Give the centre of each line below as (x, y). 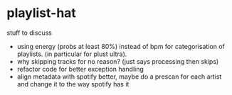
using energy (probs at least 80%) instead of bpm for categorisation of (121, 46)
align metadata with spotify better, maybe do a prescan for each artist (119, 77)
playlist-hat (41, 13)
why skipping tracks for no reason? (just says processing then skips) (118, 61)
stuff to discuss (30, 33)
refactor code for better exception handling (80, 69)
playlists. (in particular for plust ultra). (72, 54)
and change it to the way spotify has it (73, 84)
